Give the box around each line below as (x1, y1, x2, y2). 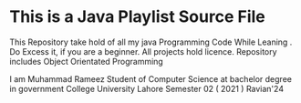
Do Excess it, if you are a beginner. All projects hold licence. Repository (9, 46, 277, 57)
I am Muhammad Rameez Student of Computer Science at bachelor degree (9, 73, 292, 84)
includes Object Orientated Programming (9, 56, 164, 67)
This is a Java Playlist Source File (9, 6, 266, 27)
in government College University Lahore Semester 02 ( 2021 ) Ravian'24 (9, 83, 285, 94)
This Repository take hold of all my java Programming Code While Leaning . (9, 36, 293, 47)
